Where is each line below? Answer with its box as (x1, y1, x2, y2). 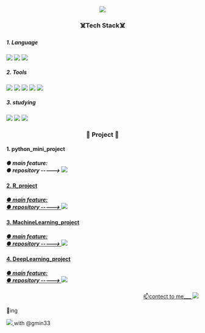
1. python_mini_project (6, 145, 65, 153)
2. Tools (6, 68, 27, 76)
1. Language (6, 38, 38, 46)
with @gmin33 (13, 320, 51, 327)
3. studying (6, 99, 36, 106)
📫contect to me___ (143, 293, 192, 300)
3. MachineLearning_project (6, 219, 80, 226)
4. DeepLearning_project (6, 255, 71, 263)
